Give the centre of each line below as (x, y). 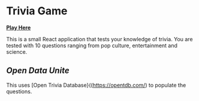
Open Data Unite (38, 71)
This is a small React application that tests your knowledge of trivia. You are (99, 39)
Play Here (19, 27)
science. (17, 51)
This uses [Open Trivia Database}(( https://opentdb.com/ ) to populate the (96, 85)
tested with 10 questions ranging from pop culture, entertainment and (92, 45)
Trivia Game (37, 11)
